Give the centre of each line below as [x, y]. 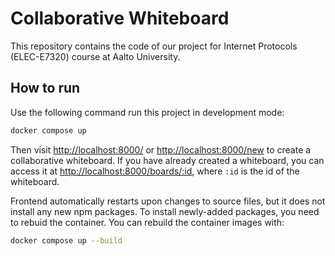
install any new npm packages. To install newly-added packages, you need [165, 211]
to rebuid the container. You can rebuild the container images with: [147, 222]
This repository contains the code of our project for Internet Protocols [154, 46]
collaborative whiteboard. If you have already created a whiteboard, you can [167, 160]
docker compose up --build [66, 240]
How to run [45, 88]
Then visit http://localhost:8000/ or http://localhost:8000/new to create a [161, 149]
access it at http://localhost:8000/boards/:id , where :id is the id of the [155, 171]
